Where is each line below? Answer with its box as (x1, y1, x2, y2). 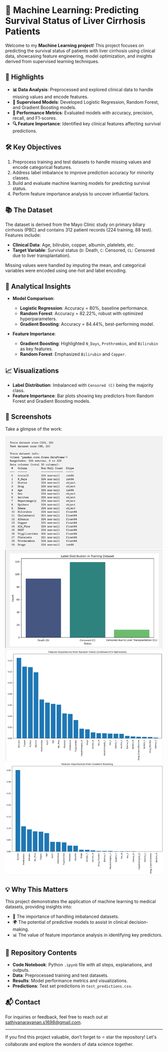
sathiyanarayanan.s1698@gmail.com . (5, 1019, 82, 1025)
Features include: (5, 232, 41, 238)
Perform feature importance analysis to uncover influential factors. (12, 190, 150, 197)
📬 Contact (5, 998, 40, 1006)
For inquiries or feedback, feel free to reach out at (5, 1014, 108, 1020)
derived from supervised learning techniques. (5, 58, 99, 64)
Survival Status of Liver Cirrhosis (5, 15, 146, 27)
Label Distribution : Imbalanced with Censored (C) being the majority (12, 382, 153, 388)
